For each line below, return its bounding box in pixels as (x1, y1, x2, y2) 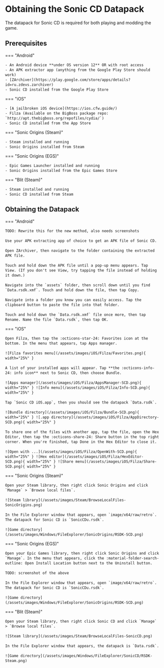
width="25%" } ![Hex (5, 454, 48, 459)
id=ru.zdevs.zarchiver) (5, 82, 54, 87)
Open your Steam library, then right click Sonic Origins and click (5, 483, 148, 488)
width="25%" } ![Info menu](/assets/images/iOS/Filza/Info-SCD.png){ (5, 385, 151, 390)
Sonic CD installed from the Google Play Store (9, 87, 109, 92)
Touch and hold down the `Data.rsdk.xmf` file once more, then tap (5, 312, 146, 317)
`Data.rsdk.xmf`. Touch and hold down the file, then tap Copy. (5, 287, 139, 293)
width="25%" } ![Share (27, 459, 74, 464)
